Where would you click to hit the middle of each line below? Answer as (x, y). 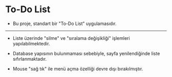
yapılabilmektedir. (31, 43)
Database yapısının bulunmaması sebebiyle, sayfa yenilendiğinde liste (86, 53)
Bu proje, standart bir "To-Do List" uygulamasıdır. (64, 23)
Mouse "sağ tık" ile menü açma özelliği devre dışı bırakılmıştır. (78, 69)
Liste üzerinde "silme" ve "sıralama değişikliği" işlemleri (71, 38)
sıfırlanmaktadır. (30, 59)
